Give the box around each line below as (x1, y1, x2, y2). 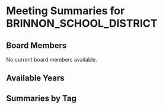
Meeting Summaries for (6, 4, 125, 18)
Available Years (6, 73, 65, 84)
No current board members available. (6, 56, 98, 63)
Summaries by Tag (6, 93, 77, 103)
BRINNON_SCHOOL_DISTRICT (6, 17, 158, 30)
